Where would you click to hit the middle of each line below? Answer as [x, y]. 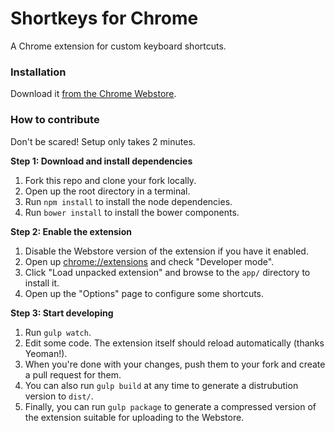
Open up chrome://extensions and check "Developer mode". [149, 261]
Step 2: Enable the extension [71, 231]
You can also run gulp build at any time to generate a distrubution [161, 385]
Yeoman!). [46, 353]
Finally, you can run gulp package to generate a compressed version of [170, 406]
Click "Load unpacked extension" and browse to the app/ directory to [167, 272]
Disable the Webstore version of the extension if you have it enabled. [166, 251]
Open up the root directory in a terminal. [107, 191]
